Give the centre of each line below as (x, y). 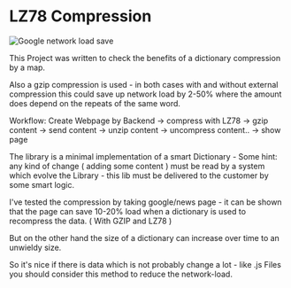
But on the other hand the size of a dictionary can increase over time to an (145, 237)
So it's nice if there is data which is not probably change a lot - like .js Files (145, 264)
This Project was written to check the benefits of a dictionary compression (145, 58)
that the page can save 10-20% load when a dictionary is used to (127, 211)
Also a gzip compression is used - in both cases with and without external (144, 84)
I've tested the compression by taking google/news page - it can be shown (145, 202)
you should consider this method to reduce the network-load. (121, 274)
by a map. (27, 67)
